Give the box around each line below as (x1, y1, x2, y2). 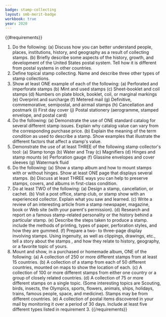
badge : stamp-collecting (5, 7, 56, 12)
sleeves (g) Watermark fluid (12, 159, 69, 165)
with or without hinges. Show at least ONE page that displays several (12, 170, 153, 176)
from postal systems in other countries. (12, 65, 92, 71)
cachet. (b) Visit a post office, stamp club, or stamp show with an (12, 191, 145, 197)
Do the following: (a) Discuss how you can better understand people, (12, 44, 153, 50)
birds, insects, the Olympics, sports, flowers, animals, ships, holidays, (12, 285, 154, 291)
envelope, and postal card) (12, 112, 67, 119)
